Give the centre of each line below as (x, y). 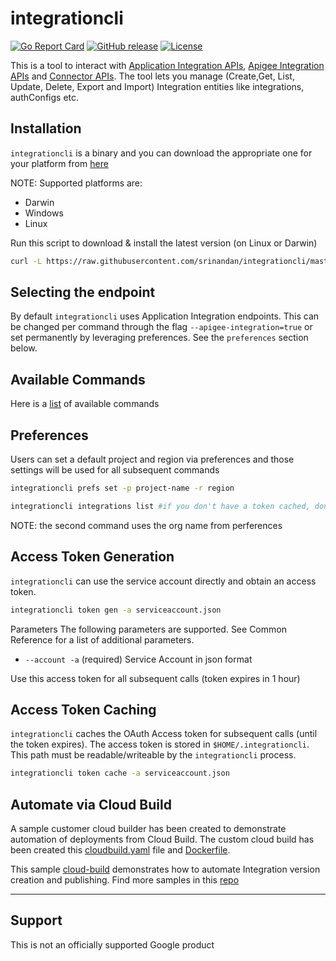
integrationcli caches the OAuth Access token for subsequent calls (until (164, 734)
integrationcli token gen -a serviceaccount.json (116, 610)
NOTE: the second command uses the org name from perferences (146, 525)
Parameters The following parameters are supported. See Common (148, 629)
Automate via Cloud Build (91, 804)
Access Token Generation (92, 557)
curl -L (26, 261)
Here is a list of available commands (85, 404)
